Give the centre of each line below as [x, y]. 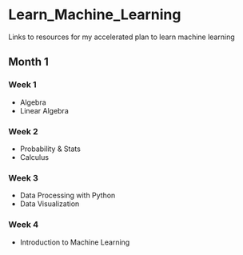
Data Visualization [50, 204]
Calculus [34, 157]
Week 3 [23, 177]
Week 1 [23, 85]
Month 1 [29, 62]
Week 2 [23, 131]
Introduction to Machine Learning [75, 242]
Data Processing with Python [68, 195]
